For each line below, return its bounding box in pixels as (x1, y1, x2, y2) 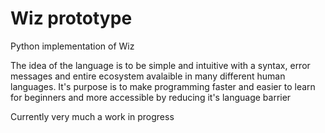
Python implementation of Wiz (10, 40, 135, 52)
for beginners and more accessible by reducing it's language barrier (10, 91, 292, 103)
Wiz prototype (10, 7, 133, 30)
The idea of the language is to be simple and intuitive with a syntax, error (10, 59, 311, 71)
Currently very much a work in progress (10, 110, 175, 122)
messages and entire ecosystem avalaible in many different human (10, 70, 286, 82)
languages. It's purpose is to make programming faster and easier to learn (10, 80, 316, 92)
